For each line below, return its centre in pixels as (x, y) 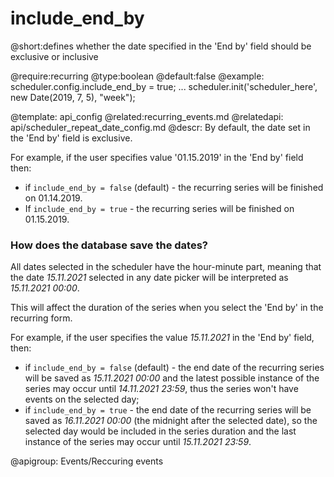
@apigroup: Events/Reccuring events (87, 461)
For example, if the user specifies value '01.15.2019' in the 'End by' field (157, 157)
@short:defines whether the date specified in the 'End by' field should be (161, 46)
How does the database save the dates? (109, 245)
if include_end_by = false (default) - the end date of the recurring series (174, 368)
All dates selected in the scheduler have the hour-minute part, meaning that (166, 267)
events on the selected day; (82, 399)
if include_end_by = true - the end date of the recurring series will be (168, 410)
